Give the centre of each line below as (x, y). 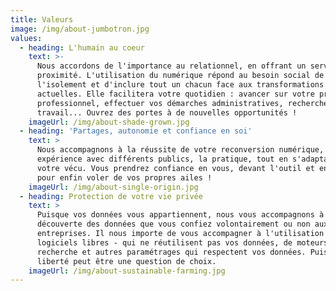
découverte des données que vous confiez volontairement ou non (173, 224)
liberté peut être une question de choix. (126, 261)
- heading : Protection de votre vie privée (111, 196)
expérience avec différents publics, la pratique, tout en (162, 159)
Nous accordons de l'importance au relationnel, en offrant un (171, 66)
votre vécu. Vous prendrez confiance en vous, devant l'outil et (175, 168)
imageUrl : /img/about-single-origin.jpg (113, 187)
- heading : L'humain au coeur (82, 47)
